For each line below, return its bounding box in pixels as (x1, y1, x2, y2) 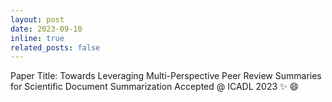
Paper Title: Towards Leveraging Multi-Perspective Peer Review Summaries (10, 70, 322, 82)
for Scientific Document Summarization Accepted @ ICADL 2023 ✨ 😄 (10, 81, 300, 93)
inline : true (10, 33, 65, 43)
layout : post (10, 14, 65, 25)
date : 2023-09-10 (10, 24, 83, 34)
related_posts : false (10, 42, 101, 53)
